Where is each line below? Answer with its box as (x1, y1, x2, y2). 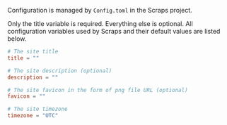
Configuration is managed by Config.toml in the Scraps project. (7, 6, 192, 14)
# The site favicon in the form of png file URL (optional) (7, 86, 189, 93)
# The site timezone (7, 105, 69, 113)
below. (7, 34, 27, 43)
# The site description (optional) (7, 67, 112, 74)
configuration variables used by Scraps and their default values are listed (7, 27, 221, 35)
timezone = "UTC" (7, 112, 59, 119)
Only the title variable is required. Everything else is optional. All (7, 20, 193, 27)
